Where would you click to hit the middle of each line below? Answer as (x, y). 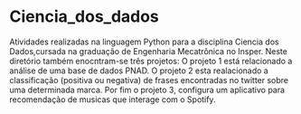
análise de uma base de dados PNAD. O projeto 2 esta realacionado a (139, 71)
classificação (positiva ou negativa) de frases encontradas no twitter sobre (149, 80)
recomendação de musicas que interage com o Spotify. (113, 99)
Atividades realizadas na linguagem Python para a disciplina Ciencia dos (144, 42)
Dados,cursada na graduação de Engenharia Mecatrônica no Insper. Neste (148, 51)
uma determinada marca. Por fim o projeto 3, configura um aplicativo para (147, 90)
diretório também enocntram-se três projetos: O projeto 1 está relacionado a (151, 61)
